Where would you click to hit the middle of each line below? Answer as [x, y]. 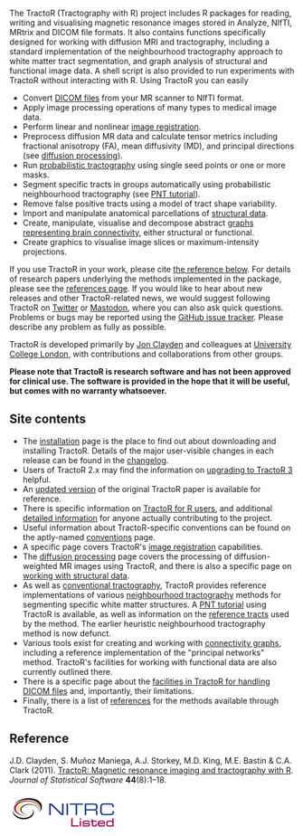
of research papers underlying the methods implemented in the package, [146, 279]
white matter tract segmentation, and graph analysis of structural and [138, 61]
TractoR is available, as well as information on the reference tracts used [156, 613]
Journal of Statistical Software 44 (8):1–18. [88, 779]
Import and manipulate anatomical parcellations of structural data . [145, 213]
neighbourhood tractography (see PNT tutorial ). [111, 194]
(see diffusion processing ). [73, 156]
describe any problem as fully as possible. [88, 327]
